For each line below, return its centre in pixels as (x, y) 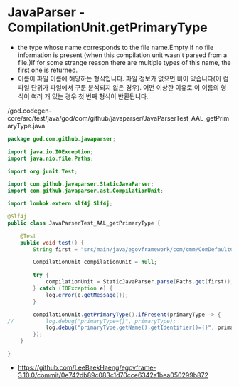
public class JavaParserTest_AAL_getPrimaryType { (84, 223)
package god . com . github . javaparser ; (62, 139)
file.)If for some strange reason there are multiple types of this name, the (124, 62)
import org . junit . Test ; (43, 171)
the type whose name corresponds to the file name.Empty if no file (116, 47)
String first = (55, 249)
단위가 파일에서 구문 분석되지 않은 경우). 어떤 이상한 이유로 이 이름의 (125, 87)
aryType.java (26, 126)
